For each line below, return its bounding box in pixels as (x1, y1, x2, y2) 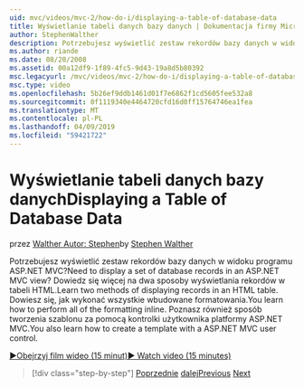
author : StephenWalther (9, 30, 100, 39)
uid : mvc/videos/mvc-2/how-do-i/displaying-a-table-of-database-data (9, 13, 278, 23)
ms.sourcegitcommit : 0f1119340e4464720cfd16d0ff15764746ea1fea (9, 97, 253, 107)
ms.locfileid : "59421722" (9, 131, 107, 140)
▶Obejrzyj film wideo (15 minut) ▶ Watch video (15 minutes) (9, 350, 232, 361)
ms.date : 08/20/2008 (9, 55, 88, 64)
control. (9, 332, 39, 344)
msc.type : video (9, 80, 71, 90)
